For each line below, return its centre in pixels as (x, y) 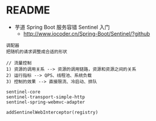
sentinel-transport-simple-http (45, 97)
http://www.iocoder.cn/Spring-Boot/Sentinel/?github (87, 33)
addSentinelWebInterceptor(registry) (52, 112)
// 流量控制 (19, 63)
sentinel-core (23, 92)
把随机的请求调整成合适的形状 (37, 51)
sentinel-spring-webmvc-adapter (45, 102)
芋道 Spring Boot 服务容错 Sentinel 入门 (62, 27)
